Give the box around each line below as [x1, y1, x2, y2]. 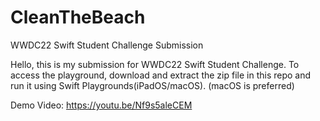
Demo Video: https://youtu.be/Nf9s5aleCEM [10, 99, 193, 111]
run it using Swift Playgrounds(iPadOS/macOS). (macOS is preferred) [10, 79, 295, 91]
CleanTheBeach [10, 6, 146, 29]
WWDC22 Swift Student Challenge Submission [10, 39, 204, 51]
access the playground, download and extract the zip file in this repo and [10, 69, 312, 81]
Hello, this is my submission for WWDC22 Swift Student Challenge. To [10, 58, 300, 70]
